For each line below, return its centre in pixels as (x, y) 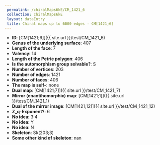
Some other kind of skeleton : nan (46, 138)
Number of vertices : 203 (38, 70)
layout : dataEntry (26, 19)
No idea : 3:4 (25, 117)
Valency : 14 (24, 54)
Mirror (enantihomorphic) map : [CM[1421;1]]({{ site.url (68, 96)
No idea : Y (23, 122)
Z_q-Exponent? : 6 (31, 112)
